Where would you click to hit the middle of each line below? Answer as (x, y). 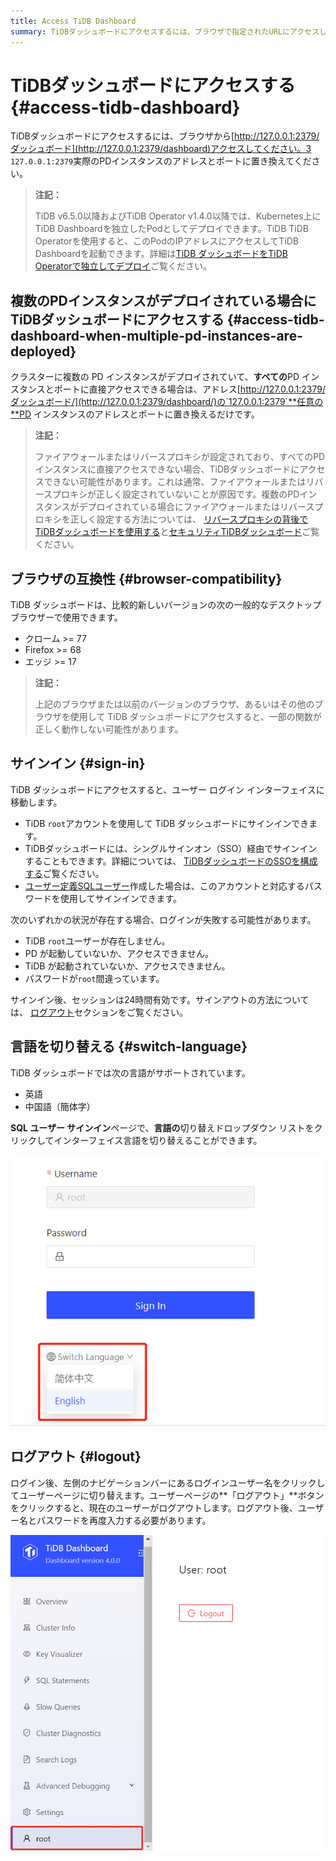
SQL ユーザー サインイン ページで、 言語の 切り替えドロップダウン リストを (162, 1127)
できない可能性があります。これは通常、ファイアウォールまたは (175, 482)
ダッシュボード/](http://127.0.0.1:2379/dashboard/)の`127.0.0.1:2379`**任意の (167, 402)
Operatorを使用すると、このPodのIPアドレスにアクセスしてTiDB (167, 241)
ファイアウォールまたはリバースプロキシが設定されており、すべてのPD (180, 457)
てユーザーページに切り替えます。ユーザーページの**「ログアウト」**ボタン (167, 1495)
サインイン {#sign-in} (78, 763)
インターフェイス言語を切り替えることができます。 (158, 1140)
